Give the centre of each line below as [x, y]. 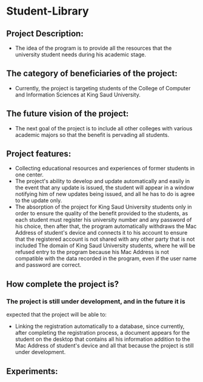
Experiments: [32, 371]
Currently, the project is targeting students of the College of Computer [103, 88]
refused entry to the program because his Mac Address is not [92, 252]
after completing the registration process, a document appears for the [102, 333]
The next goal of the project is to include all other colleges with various [104, 128]
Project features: [39, 154]
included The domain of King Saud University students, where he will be [105, 246]
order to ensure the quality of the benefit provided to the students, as [101, 213]
